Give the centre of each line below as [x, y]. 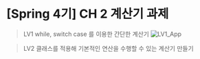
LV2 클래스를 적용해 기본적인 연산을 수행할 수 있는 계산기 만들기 [108, 48]
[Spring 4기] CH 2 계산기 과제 [88, 14]
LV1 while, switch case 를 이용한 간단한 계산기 [86, 34]
